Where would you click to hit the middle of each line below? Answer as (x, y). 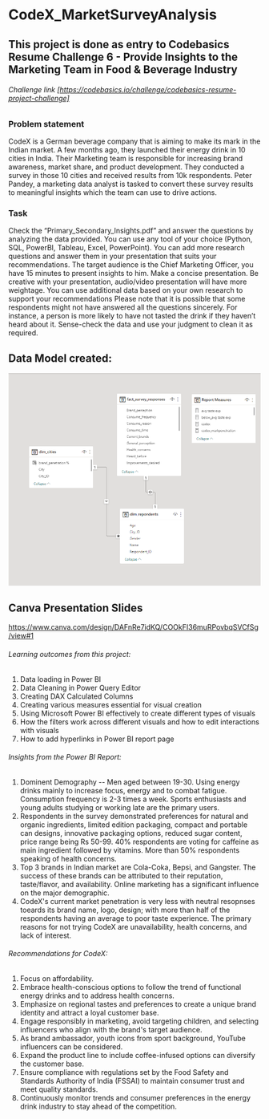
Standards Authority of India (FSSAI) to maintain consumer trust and (132, 1080)
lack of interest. (46, 935)
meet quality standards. (59, 1089)
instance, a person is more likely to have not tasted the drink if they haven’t (132, 316)
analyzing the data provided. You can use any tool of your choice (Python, (130, 239)
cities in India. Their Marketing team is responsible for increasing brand (126, 159)
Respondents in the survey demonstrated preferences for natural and (134, 816)
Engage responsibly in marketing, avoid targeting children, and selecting (139, 1021)
